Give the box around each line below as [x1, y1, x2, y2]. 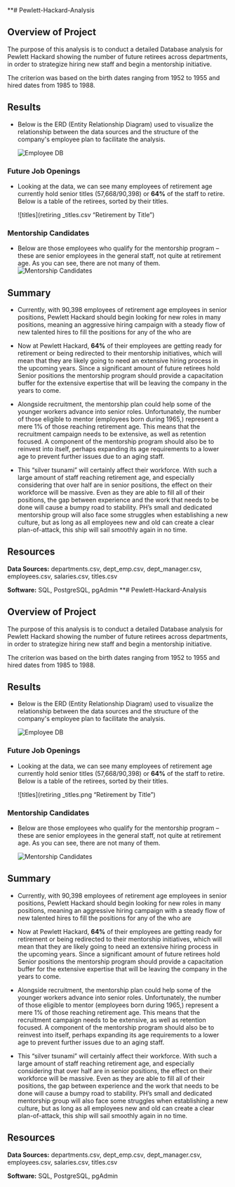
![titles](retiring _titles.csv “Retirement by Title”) [17, 210, 155, 219]
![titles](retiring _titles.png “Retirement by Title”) [17, 790, 156, 798]
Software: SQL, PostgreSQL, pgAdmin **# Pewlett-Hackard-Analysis [7, 585, 207, 594]
